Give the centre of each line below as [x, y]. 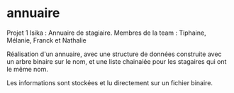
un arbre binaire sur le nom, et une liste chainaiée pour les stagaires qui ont [117, 61]
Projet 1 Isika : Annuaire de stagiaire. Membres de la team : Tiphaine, [106, 33]
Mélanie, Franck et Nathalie [46, 40]
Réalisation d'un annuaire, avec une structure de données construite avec [114, 54]
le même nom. [28, 69]
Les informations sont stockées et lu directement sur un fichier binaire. [110, 82]
